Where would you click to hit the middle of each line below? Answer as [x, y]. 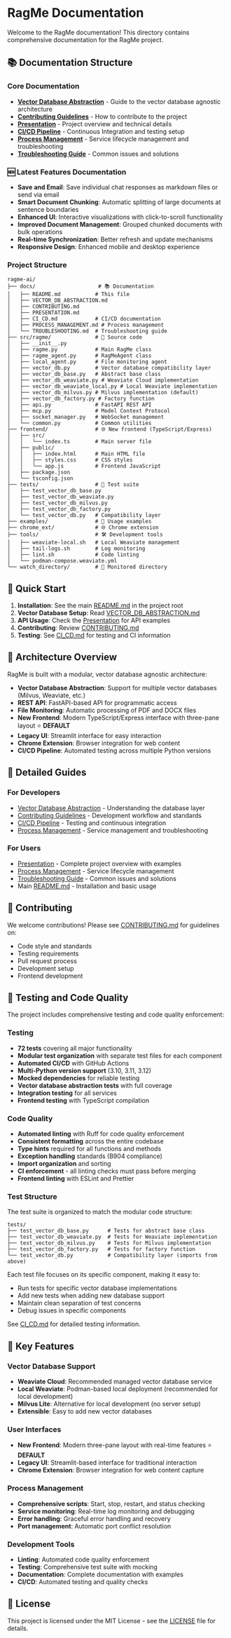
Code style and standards [55, 946]
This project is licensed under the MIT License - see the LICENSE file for [111, 1620]
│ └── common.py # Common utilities [79, 423]
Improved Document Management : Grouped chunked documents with [120, 224]
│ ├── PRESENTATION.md [43, 313]
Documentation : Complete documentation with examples [100, 1574]
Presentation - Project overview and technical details [94, 123]
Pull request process [47, 961]
